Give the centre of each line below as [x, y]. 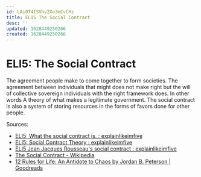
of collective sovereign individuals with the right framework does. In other [98, 93]
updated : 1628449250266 [36, 29]
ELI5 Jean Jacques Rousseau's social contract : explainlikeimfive [96, 149]
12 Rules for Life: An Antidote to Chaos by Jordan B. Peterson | [93, 162]
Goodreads [29, 168]
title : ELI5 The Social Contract [48, 17]
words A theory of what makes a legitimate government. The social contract [101, 100]
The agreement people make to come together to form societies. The [92, 81]
